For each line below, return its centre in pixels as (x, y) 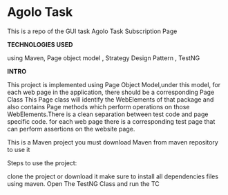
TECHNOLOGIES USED (40, 44)
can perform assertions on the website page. (71, 129)
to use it (19, 149)
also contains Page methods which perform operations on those (98, 106)
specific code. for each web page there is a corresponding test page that (111, 121)
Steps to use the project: (42, 162)
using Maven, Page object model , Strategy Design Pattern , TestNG (104, 58)
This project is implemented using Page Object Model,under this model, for (114, 84)
